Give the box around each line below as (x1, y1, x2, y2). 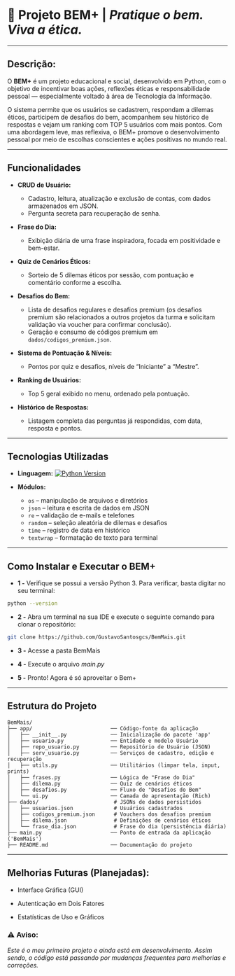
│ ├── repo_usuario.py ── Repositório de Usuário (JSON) (7, 743, 211, 751)
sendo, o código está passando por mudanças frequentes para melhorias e (7, 953, 227, 962)
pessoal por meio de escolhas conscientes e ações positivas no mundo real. (7, 135, 227, 144)
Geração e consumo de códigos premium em (27, 328, 159, 336)
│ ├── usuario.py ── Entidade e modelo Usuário (7, 737, 199, 744)
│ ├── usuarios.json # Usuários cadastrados (7, 804, 183, 811)
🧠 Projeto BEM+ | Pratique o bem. (7, 7, 204, 23)
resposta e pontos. (27, 424, 83, 432)
